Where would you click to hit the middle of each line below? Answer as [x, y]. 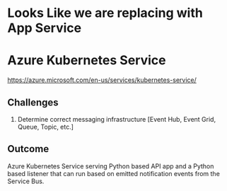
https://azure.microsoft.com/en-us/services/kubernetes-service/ [102, 80]
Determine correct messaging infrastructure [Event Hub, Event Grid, [117, 119]
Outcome [28, 149]
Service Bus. [26, 181]
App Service [45, 28]
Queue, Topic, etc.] [46, 127]
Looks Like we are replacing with [105, 13]
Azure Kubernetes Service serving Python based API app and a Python [111, 166]
